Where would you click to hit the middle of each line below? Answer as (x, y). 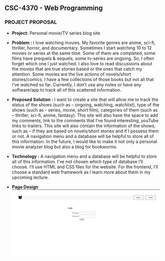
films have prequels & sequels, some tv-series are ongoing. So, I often (83, 58)
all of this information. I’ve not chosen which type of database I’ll (77, 161)
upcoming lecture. (30, 177)
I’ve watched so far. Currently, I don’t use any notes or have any (76, 85)
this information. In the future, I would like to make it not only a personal (84, 141)
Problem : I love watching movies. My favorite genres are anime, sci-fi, (83, 43)
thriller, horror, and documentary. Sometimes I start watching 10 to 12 (82, 48)
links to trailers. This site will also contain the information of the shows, (83, 126)
